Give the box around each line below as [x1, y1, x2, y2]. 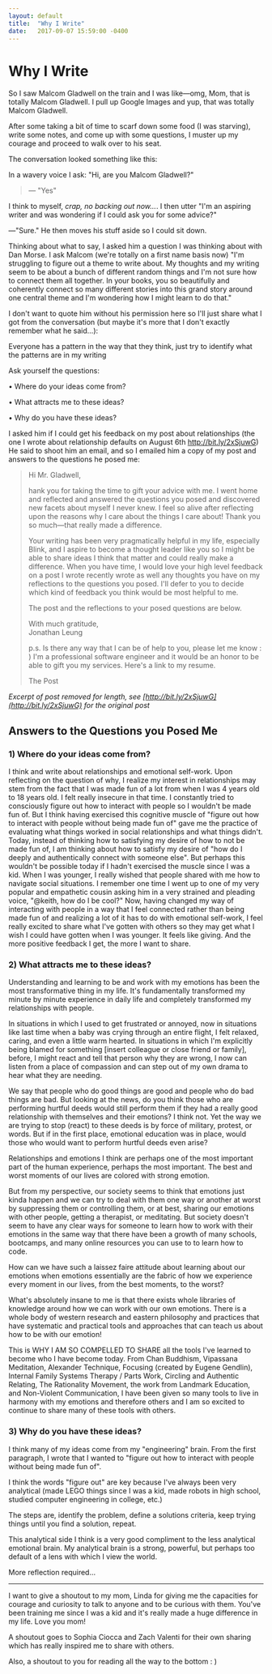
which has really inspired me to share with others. [8, 1641, 174, 1651]
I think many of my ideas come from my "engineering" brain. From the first [8, 1444, 257, 1454]
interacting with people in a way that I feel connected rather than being [8, 905, 245, 914]
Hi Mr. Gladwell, [28, 471, 81, 480]
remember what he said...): [8, 326, 99, 336]
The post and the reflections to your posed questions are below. [28, 603, 242, 613]
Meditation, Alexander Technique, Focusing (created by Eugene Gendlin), [8, 1362, 253, 1373]
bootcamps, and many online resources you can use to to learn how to [8, 1238, 244, 1248]
